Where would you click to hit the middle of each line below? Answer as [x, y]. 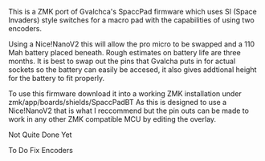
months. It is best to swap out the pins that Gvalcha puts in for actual [122, 61]
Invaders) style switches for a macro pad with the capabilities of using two [131, 20]
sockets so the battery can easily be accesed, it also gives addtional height [132, 70]
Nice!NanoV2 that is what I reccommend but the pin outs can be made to [128, 111]
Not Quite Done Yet [40, 135]
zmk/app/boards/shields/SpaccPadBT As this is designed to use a [118, 102]
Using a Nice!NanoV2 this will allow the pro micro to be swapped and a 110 [132, 44]
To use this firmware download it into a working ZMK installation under [125, 94]
